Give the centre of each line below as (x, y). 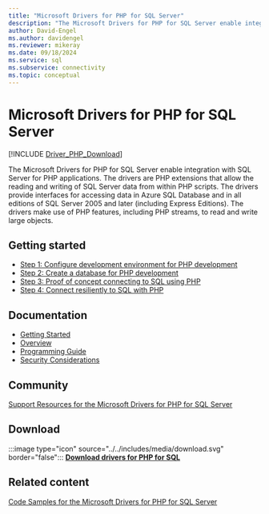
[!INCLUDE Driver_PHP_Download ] (65, 153)
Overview (36, 343)
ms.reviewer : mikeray (44, 46)
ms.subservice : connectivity (57, 68)
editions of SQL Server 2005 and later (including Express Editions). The (126, 203)
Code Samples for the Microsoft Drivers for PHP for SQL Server (113, 501)
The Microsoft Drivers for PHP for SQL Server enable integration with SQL (130, 169)
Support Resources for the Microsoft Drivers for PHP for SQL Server (120, 404)
